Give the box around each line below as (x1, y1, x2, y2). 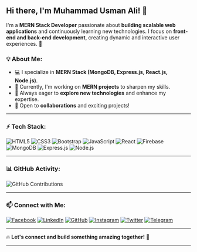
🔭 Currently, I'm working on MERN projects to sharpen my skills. (14, 83, 171, 90)
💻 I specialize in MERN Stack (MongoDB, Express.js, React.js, (14, 69, 168, 76)
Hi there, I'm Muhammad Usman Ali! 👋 (6, 6, 148, 16)
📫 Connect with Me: (6, 201, 66, 209)
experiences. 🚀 (6, 40, 43, 47)
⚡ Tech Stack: (6, 123, 46, 131)
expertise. (14, 96, 39, 103)
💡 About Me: (6, 55, 43, 63)
